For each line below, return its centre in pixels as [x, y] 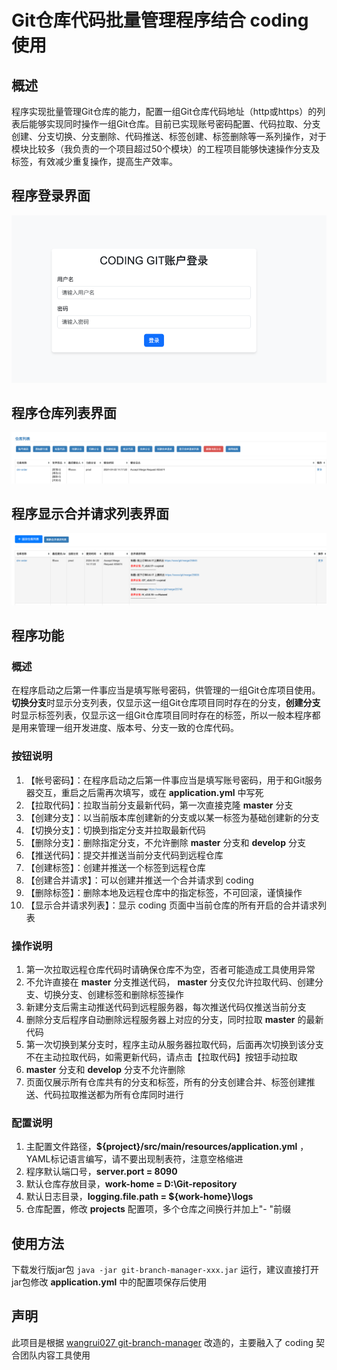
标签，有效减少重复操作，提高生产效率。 [94, 161]
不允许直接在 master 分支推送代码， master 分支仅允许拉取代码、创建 [170, 982]
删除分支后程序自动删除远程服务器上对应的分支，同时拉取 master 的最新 [174, 1019]
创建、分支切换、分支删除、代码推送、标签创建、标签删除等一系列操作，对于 [169, 136]
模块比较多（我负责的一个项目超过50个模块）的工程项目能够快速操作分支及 [166, 149]
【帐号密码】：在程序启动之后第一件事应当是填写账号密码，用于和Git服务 [174, 780]
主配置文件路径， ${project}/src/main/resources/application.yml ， [167, 1147]
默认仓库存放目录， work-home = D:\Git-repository [131, 1184]
